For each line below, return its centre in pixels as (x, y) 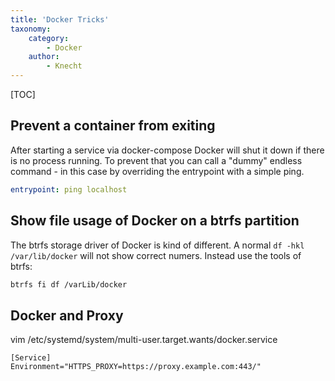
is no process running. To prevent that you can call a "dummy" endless (156, 160)
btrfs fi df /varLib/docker (69, 284)
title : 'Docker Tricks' (60, 19)
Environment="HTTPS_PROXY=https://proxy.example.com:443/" (136, 367)
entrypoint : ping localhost (69, 189)
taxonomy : (31, 29)
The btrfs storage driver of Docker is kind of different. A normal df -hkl (157, 245)
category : (49, 38)
